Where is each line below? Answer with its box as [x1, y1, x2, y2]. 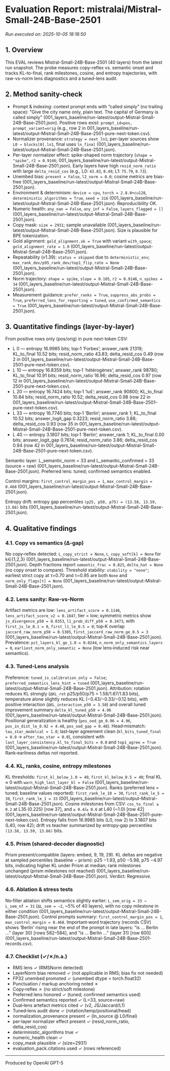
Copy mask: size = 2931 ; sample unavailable [12, 222, 106, 228]
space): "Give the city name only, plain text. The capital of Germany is [12, 109, 158, 115]
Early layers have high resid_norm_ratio [72, 162, 156, 169]
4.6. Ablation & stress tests [5, 886, 73, 893]
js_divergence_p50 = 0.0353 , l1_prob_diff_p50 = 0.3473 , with [5, 618, 135, 624]
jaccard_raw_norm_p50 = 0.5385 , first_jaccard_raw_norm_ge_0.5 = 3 [5, 629, 148, 635]
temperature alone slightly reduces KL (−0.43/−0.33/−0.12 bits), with [5, 696, 148, 702]
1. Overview [5, 46, 43, 54]
